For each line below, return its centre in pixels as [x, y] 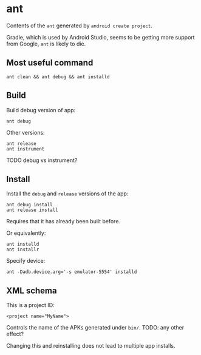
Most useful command [50, 63]
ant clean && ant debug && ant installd [58, 77]
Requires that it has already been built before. [63, 221]
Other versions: [26, 132]
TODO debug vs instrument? [42, 160]
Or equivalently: [26, 233]
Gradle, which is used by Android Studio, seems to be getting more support [101, 37]
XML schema [32, 290]
